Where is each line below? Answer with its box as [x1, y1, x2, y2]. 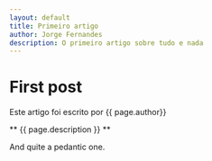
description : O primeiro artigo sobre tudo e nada [9, 38, 204, 48]
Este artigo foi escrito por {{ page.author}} [9, 107, 167, 118]
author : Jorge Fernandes [9, 30, 103, 39]
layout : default [9, 13, 70, 22]
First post [9, 77, 83, 97]
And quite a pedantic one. [9, 141, 106, 153]
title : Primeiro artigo [9, 22, 99, 31]
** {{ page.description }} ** [9, 124, 111, 135]
